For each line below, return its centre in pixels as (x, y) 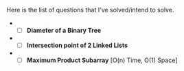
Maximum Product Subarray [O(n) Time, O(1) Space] (102, 60)
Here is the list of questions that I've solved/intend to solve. (90, 10)
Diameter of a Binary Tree (64, 30)
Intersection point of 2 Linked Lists (77, 45)
